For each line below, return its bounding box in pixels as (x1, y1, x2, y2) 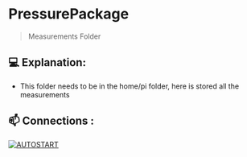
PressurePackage (8, 5, 130, 23)
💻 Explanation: (8, 56, 87, 69)
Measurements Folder (27, 31, 101, 41)
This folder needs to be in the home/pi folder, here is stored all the (19, 81, 240, 91)
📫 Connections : (8, 114, 95, 128)
